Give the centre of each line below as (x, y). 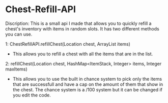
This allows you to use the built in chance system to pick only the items (87, 79)
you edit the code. (32, 95)
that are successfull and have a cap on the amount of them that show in (88, 84)
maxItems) (17, 69)
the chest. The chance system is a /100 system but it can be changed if (88, 89)
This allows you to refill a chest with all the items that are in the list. (83, 54)
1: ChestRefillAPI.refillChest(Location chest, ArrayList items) (68, 44)
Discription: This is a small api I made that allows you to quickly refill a (78, 23)
